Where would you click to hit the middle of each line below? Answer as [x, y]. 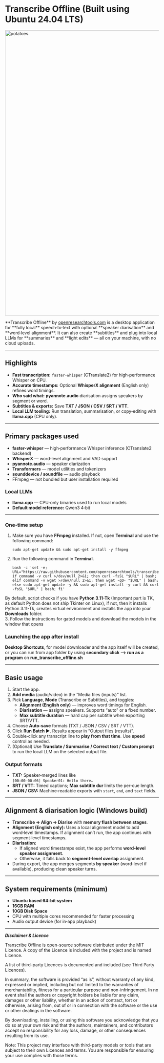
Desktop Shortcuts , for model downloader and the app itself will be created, [82, 647]
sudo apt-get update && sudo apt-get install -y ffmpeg [70, 550]
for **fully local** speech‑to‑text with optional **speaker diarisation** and [80, 327]
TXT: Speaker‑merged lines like [44, 775]
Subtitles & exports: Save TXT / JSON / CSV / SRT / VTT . [70, 406]
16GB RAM [23, 906]
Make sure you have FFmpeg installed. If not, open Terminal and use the [85, 535]
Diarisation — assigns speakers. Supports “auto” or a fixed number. [88, 710]
